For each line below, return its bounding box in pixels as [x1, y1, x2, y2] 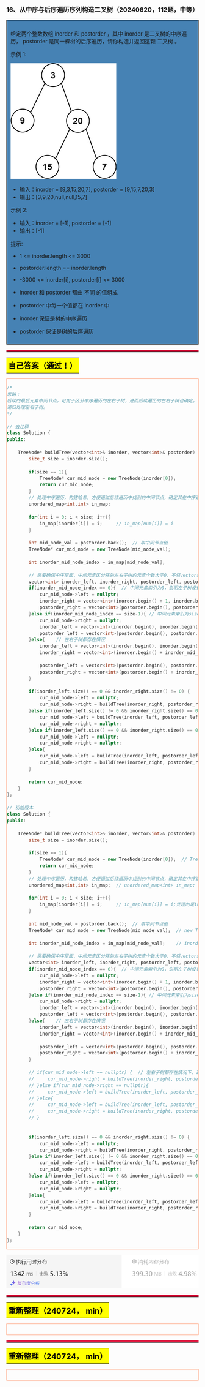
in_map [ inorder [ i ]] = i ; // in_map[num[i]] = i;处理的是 [39, 901, 195, 908]
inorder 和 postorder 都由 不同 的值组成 [19, 289, 118, 296]
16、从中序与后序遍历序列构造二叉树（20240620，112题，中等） [6, 5, 199, 13]
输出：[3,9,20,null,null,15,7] [19, 194, 87, 201]
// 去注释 [7, 424, 29, 430]
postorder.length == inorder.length [19, 265, 107, 272]
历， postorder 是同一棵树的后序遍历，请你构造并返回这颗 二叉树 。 [10, 38, 180, 45]
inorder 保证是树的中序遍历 [19, 315, 87, 322]
